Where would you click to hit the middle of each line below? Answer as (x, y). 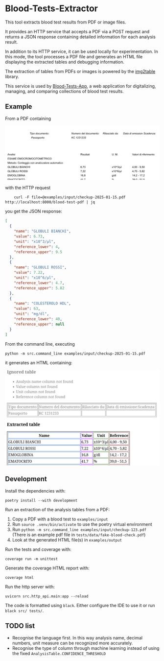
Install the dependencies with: (35, 491)
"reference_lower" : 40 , (38, 319)
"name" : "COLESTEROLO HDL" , (42, 304)
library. (12, 76)
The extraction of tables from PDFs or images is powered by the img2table (80, 71)
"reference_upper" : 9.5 (38, 252)
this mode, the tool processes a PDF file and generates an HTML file (74, 56)
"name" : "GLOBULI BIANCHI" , (42, 231)
